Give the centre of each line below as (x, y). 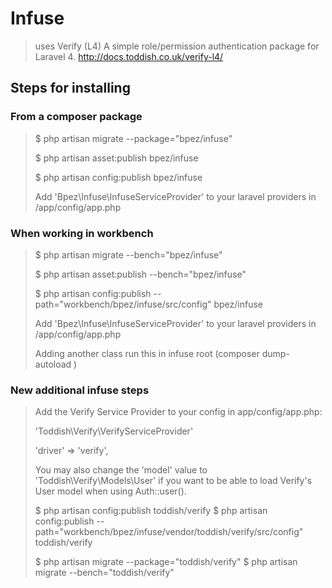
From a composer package (76, 117)
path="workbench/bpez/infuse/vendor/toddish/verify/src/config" (169, 532)
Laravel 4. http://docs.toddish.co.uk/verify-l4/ (129, 56)
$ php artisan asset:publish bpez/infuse (116, 158)
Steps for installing (70, 88)
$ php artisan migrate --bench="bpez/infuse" (128, 254)
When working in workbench (82, 233)
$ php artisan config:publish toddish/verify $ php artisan (151, 511)
